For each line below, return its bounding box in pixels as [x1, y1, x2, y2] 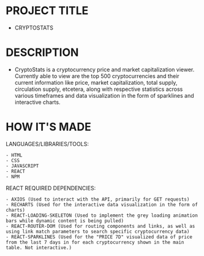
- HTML [6, 152, 23, 158]
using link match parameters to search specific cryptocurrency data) [6, 228, 190, 235]
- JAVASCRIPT [6, 163, 39, 169]
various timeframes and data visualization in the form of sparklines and [14, 91, 194, 99]
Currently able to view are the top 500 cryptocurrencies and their [14, 72, 179, 80]
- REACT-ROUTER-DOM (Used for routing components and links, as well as [6, 223, 195, 229]
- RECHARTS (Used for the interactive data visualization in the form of [6, 201, 198, 208]
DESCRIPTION [6, 45, 79, 60]
